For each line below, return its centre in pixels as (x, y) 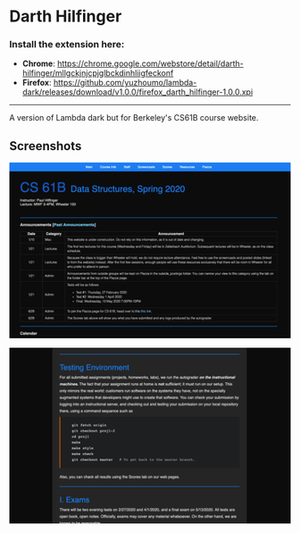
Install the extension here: (67, 45)
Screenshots (46, 146)
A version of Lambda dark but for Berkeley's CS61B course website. (134, 118)
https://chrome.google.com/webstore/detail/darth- (150, 63)
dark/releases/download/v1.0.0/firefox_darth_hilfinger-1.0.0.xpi (137, 92)
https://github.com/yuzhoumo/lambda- (125, 83)
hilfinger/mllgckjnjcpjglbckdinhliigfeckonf (98, 73)
